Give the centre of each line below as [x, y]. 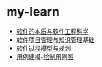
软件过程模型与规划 [43, 48]
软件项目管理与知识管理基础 [55, 40]
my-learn [33, 12]
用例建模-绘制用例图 [45, 57]
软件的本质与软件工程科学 [52, 31]
